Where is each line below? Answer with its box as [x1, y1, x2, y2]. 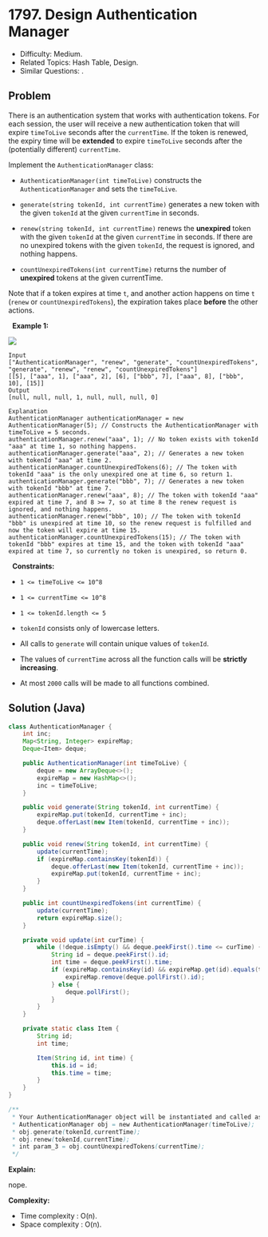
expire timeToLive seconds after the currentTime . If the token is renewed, [8, 127, 249, 137]
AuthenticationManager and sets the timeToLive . [19, 184, 178, 194]
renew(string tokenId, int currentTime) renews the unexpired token [19, 223, 251, 233]
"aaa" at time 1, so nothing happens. [8, 442, 137, 450]
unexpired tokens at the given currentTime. [19, 273, 164, 282]
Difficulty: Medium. [19, 49, 83, 58]
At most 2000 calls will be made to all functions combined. [19, 678, 210, 688]
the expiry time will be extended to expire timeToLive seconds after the [8, 136, 243, 146]
